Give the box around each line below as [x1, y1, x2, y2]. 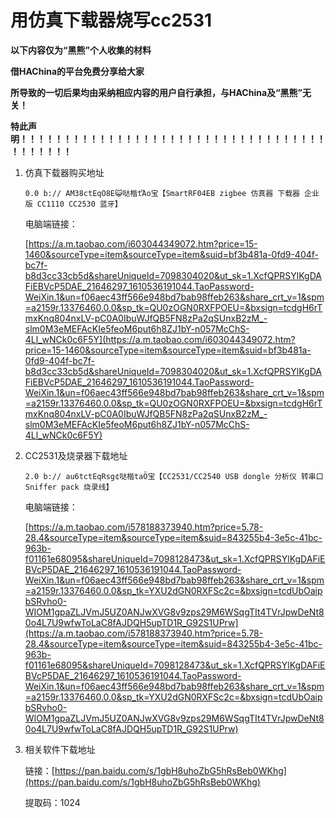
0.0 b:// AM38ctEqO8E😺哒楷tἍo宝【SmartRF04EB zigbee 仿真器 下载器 [24, 188, 300, 198]
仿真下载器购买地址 [24, 166, 105, 178]
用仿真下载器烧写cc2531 [10, 9, 213, 32]
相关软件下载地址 [24, 743, 96, 755]
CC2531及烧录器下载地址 [24, 449, 128, 461]
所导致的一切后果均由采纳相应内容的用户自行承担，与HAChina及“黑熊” [10, 86, 303, 98]
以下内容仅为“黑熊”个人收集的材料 [10, 44, 152, 56]
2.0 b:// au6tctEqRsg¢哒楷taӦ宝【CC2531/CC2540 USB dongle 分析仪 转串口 [24, 471, 324, 481]
